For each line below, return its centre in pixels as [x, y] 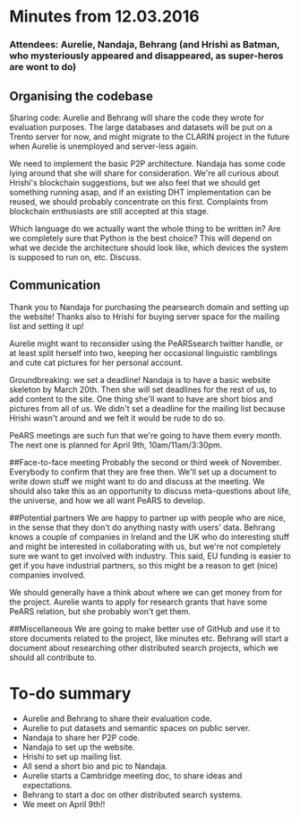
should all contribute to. [53, 657]
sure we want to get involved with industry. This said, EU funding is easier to [150, 556]
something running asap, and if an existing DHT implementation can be [140, 192]
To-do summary [70, 693]
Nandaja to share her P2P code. [81, 737]
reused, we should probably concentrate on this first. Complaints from [139, 201]
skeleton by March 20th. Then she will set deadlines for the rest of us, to [143, 389]
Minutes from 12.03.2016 [104, 17]
